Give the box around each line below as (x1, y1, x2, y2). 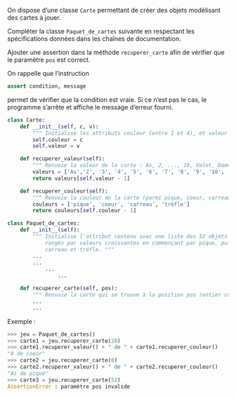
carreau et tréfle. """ (44, 246, 114, 253)
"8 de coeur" (7, 351, 46, 358)
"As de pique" (7, 370, 49, 377)
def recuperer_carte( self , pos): (20, 285, 118, 292)
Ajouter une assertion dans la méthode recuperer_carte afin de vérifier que (7, 48, 225, 56)
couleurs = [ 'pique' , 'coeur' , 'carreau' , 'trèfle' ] (32, 200, 190, 208)
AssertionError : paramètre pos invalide (7, 383, 131, 390)
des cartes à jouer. (7, 13, 61, 22)
